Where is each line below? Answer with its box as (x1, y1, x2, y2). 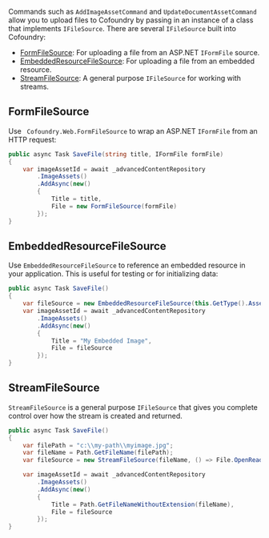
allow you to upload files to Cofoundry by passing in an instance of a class (8, 15, 254, 25)
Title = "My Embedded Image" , (50, 336, 152, 345)
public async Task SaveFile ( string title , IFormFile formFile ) (8, 150, 224, 159)
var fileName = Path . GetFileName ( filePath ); (22, 448, 174, 457)
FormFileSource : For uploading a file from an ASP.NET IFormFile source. (19, 48, 260, 57)
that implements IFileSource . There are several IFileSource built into (8, 24, 236, 33)
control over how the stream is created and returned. (8, 411, 183, 420)
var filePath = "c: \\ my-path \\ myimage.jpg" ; (22, 441, 174, 449)
